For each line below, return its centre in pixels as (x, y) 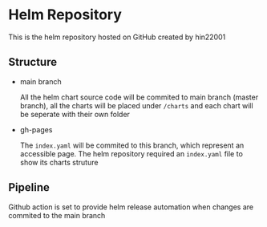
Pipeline (29, 187)
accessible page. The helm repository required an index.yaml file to (131, 153)
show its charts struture (59, 162)
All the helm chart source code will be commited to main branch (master (139, 97)
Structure (33, 62)
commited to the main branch (57, 215)
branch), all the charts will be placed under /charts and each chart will (137, 105)
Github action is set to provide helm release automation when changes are (131, 207)
